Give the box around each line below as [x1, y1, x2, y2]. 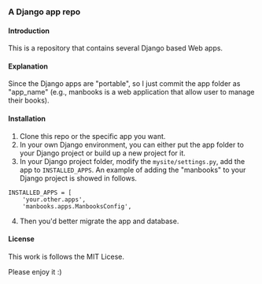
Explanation [8, 62, 49, 71]
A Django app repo [8, 6, 81, 17]
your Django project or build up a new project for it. [19, 148, 186, 158]
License [8, 234, 35, 244]
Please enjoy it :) [8, 267, 62, 276]
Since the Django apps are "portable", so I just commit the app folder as [8, 79, 241, 88]
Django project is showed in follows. [19, 173, 138, 183]
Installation [8, 114, 46, 123]
